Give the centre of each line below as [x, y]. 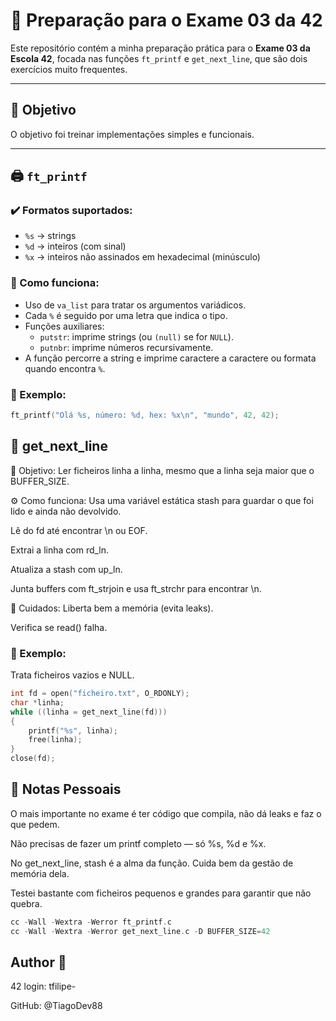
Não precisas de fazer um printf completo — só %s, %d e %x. [138, 843]
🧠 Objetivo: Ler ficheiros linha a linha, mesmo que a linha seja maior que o [162, 470]
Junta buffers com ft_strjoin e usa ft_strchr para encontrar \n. [136, 588]
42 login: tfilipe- [43, 986]
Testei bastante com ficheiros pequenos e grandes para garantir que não [161, 893]
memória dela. [40, 873]
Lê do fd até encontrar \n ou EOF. [79, 530]
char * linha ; [37, 702]
